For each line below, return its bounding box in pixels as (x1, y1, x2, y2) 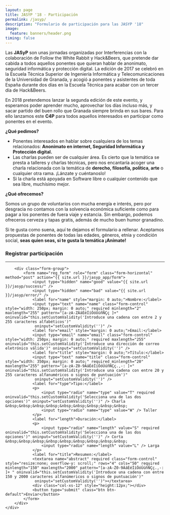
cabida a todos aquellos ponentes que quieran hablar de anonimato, (5, 60, 147, 66)
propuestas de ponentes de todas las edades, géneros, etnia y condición (5, 232, 157, 238)
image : (5, 26, 19, 31)
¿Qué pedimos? (5, 128, 39, 134)
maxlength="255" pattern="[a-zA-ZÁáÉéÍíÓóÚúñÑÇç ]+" (5, 311, 119, 316)
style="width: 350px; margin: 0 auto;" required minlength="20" (5, 359, 144, 364)
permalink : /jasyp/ (5, 17, 47, 22)
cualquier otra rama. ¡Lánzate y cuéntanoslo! (12, 170, 106, 176)
